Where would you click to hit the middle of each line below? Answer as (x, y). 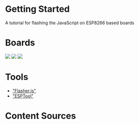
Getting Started (38, 9)
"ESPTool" (23, 96)
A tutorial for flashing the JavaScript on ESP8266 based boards (70, 23)
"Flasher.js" (24, 90)
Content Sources (41, 116)
